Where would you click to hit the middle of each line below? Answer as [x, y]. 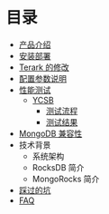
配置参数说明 [42, 78]
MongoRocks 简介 [66, 179]
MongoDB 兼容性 [50, 133]
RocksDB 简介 [58, 167]
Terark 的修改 [44, 67]
